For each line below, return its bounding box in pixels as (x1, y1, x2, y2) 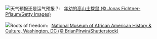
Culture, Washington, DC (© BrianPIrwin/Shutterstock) (5, 28, 119, 34)
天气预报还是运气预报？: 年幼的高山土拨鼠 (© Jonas (10, 6, 121, 11)
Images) (33, 11, 51, 17)
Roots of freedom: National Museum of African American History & (10, 23, 152, 28)
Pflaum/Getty (5, 11, 33, 17)
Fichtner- (121, 6, 141, 11)
